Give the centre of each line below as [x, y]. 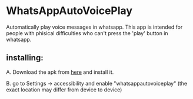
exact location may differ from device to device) [64, 90]
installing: [25, 58]
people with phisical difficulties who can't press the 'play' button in [87, 33]
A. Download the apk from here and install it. [60, 72]
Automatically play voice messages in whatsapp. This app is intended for [94, 27]
